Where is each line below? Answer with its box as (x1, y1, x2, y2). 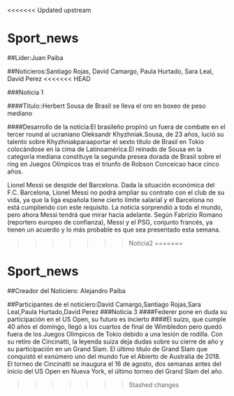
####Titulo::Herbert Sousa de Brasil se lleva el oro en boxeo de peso (7, 101, 206, 110)
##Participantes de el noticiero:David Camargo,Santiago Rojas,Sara (7, 300, 201, 309)
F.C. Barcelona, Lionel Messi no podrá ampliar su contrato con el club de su (7, 188, 225, 197)
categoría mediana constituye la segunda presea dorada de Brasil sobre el (7, 152, 221, 160)
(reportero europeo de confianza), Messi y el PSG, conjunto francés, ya (7, 218, 213, 226)
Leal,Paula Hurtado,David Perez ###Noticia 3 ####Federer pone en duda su (7, 307, 228, 316)
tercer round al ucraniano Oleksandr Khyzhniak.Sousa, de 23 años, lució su (7, 129, 224, 139)
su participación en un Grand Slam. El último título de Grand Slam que (7, 344, 208, 353)
